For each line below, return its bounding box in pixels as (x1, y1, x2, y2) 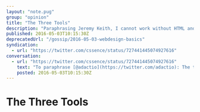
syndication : (6, 42, 39, 48)
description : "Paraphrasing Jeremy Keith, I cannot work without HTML (6, 25, 185, 32)
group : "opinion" (6, 14, 49, 20)
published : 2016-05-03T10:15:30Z (6, 31, 89, 37)
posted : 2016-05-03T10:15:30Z (17, 70, 92, 76)
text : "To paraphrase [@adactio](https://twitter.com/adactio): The (17, 64, 190, 70)
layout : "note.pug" (6, 8, 55, 15)
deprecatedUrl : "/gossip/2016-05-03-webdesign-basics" (6, 36, 145, 42)
